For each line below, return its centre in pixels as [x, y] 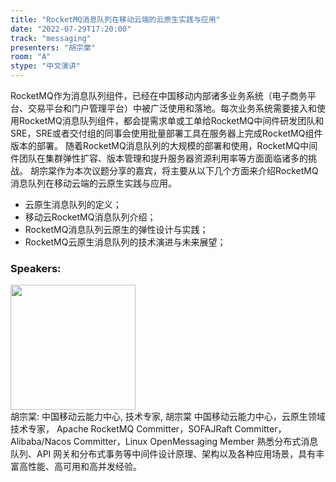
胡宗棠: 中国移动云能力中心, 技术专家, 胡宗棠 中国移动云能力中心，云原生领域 [168, 417]
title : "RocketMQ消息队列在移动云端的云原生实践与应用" [115, 19]
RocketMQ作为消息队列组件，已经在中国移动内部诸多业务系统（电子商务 [159, 95]
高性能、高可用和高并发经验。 [80, 467]
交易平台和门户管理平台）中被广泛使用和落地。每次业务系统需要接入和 [172, 108]
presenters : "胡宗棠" [53, 47]
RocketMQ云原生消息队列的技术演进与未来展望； [125, 242]
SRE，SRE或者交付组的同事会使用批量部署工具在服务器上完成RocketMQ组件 [166, 133]
